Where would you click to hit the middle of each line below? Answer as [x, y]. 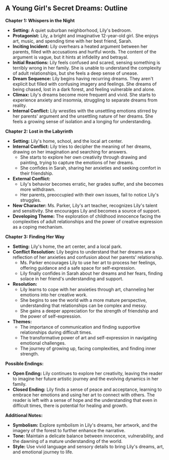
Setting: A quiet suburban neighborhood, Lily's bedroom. [72, 30]
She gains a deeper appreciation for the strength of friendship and [89, 311]
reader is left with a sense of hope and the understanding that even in [85, 400]
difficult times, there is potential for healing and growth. [70, 405]
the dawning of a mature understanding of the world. [67, 441]
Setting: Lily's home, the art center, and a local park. [67, 246]
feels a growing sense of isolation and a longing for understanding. [82, 121]
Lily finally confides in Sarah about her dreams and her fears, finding [91, 273]
